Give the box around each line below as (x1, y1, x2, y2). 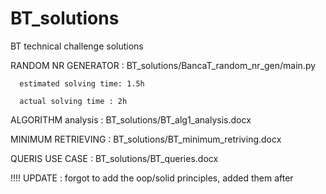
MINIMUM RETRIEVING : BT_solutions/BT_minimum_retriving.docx (10, 133, 282, 145)
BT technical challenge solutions (10, 40, 144, 52)
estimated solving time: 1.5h (19, 78, 145, 89)
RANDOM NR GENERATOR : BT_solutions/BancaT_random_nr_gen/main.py (10, 59, 317, 71)
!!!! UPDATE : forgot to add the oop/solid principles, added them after (10, 172, 294, 184)
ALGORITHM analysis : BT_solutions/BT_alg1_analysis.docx (10, 113, 252, 126)
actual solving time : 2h (19, 96, 128, 106)
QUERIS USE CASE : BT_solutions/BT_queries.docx (10, 152, 219, 164)
